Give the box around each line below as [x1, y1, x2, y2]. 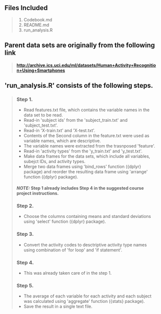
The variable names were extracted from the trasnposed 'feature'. [23, 143, 156, 149]
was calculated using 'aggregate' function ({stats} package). [23, 298, 145, 304]
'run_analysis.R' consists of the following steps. [4, 82, 153, 90]
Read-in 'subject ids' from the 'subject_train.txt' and [23, 117, 128, 123]
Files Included [4, 4, 48, 12]
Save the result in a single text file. [23, 303, 93, 310]
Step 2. [16, 202, 34, 209]
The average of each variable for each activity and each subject [23, 293, 152, 299]
